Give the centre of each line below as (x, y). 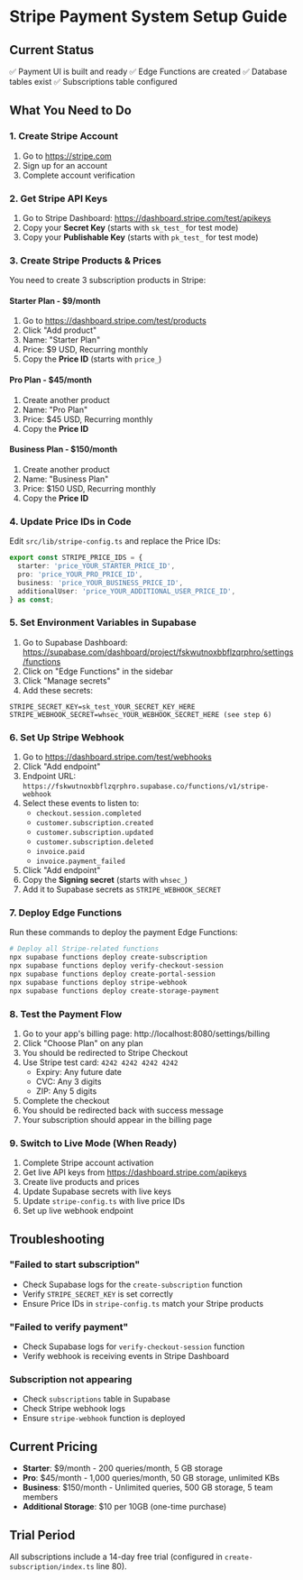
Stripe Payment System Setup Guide (148, 17)
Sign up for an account (65, 165)
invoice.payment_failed (81, 862)
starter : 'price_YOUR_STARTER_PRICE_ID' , (96, 566)
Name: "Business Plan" (65, 479)
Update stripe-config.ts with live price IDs (104, 1201)
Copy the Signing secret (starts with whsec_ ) (105, 880)
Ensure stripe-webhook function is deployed (104, 1419)
